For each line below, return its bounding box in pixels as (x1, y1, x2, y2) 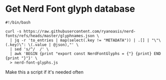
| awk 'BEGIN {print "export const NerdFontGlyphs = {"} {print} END (10, 51, 161, 56)
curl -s (5, 29, 22, 34)
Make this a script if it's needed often (5, 69, 84, 75)
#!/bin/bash (5, 20, 31, 25)
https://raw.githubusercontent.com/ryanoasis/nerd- (23, 29, 136, 34)
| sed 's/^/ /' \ (10, 46, 50, 51)
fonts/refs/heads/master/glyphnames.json (5, 33, 95, 38)
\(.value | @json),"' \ (28, 42, 79, 47)
